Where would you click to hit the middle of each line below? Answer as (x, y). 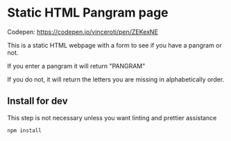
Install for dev (37, 101)
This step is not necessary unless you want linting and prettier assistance (112, 117)
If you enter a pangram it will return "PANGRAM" (76, 66)
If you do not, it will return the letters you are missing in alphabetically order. (116, 79)
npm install (24, 130)
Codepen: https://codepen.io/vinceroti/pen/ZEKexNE (83, 32)
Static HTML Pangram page (88, 13)
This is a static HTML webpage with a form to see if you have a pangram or (114, 45)
